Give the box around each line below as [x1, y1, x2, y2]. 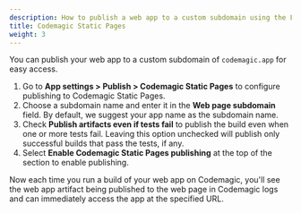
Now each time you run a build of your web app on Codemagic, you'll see [9, 175, 280, 185]
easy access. [9, 64, 58, 74]
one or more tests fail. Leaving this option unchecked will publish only [21, 129, 280, 140]
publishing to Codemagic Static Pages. [21, 90, 166, 101]
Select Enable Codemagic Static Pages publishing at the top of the [21, 148, 273, 158]
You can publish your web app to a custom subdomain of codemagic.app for [9, 55, 287, 65]
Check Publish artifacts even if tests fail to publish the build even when [21, 119, 289, 130]
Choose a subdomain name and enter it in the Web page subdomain [21, 100, 276, 111]
